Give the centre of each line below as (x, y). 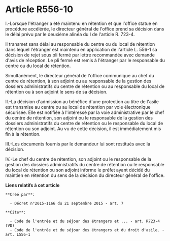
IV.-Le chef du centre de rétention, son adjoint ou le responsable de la (78, 159)
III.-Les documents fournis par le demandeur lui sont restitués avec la (78, 144)
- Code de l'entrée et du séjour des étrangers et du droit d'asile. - (87, 230)
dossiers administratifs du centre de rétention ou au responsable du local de (85, 86)
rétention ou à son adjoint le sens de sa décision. (56, 92)
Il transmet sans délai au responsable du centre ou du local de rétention (80, 44)
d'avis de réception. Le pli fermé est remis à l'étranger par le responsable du (85, 60)
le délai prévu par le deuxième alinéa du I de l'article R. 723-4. (70, 34)
